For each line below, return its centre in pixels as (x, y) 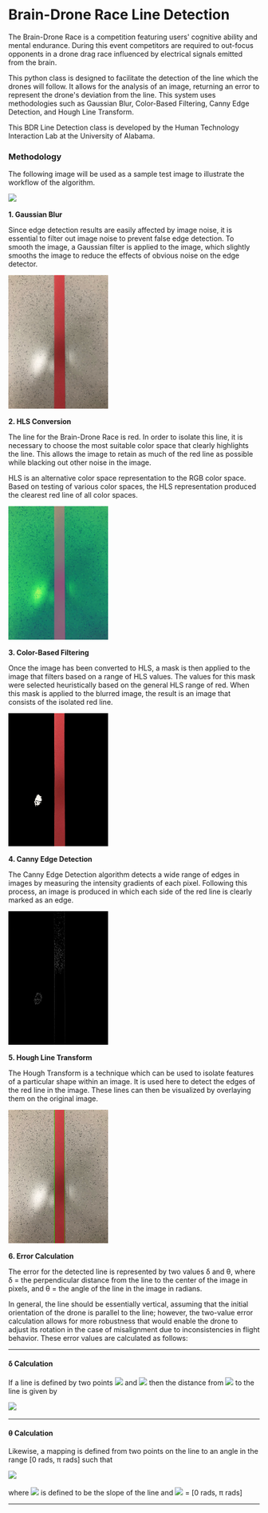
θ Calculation (31, 1433)
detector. (23, 264)
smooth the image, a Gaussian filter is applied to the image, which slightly (129, 247)
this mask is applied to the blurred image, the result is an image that (120, 693)
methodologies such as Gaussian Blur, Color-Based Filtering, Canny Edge (129, 103)
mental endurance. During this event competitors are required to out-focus (131, 45)
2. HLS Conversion (40, 421)
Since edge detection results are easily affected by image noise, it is (120, 230)
